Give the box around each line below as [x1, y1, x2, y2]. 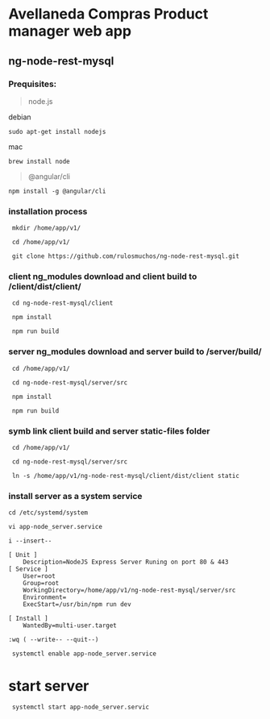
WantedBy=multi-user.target [23, 621, 117, 630]
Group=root [23, 580, 60, 588]
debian [8, 112, 31, 122]
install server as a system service [8, 490, 143, 501]
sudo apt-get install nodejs [8, 127, 106, 135]
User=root [23, 572, 56, 580]
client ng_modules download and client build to [8, 271, 197, 282]
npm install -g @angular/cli [8, 187, 106, 195]
